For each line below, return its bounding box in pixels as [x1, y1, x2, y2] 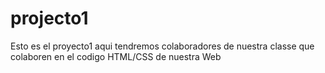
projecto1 [10, 7, 89, 30]
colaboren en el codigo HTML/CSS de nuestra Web [10, 50, 222, 62]
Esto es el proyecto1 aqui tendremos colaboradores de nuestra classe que [10, 40, 315, 52]
